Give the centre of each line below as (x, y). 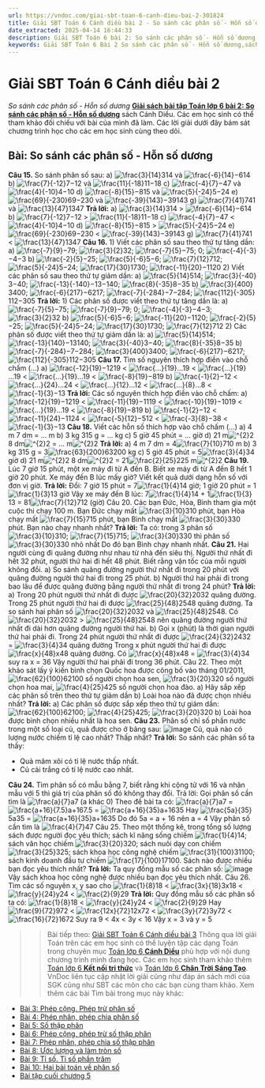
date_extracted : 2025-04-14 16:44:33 (70, 30)
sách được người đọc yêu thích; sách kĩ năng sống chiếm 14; (127, 835)
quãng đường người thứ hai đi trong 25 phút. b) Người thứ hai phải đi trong (129, 578)
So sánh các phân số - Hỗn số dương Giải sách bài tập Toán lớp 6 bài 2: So (131, 106)
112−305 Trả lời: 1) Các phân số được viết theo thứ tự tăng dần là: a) (118, 300)
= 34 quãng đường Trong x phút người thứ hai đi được (118, 645)
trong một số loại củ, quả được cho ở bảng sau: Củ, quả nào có (125, 728)
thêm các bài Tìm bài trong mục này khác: (116, 993)
